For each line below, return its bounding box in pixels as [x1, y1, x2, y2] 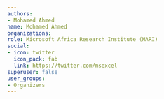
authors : [7, 10, 33, 17]
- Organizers [7, 82, 46, 89]
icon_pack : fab [13, 56, 58, 63]
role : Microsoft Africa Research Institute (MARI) [7, 36, 158, 43]
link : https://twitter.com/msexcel [13, 62, 118, 69]
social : [7, 43, 30, 49]
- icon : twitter [7, 49, 55, 56]
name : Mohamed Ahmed [7, 23, 68, 30]
